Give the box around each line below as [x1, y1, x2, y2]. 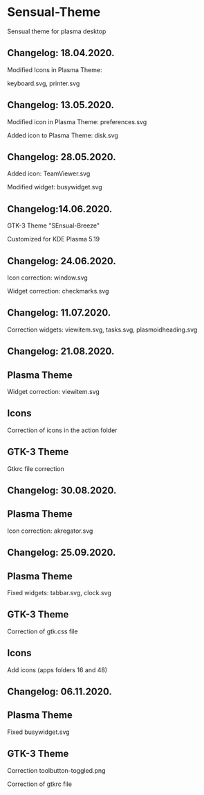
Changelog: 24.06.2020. [7, 255, 116, 267]
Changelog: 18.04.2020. [7, 47, 115, 59]
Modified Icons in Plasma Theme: [7, 65, 102, 74]
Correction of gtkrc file [7, 780, 73, 788]
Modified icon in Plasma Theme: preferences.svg [7, 117, 147, 126]
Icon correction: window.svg [7, 273, 88, 282]
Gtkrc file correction [7, 464, 64, 472]
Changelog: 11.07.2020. [7, 307, 111, 319]
